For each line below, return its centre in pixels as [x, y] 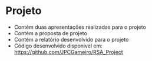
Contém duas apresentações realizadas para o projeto [80, 27]
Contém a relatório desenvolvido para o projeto [71, 39]
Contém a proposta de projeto [51, 33]
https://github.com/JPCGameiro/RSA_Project [68, 52]
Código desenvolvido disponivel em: [58, 46]
